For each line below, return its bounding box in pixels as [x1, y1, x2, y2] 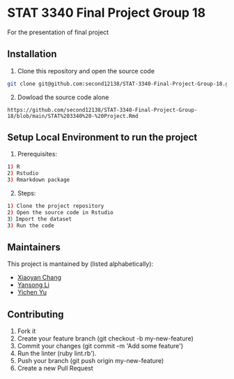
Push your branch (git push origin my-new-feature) [17, 357, 164, 365]
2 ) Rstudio [7, 170, 39, 177]
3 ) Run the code [7, 222, 54, 229]
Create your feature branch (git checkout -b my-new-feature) [17, 334, 194, 343]
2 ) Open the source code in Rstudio [7, 209, 114, 216]
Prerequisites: [17, 150, 58, 158]
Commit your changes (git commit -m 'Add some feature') [17, 342, 183, 350]
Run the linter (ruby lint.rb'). [17, 349, 97, 357]
